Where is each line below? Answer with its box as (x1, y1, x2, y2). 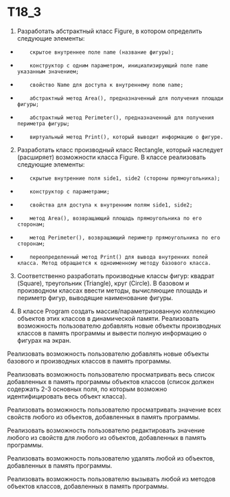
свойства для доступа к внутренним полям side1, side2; (30, 201, 193, 209)
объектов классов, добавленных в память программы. (7, 482, 170, 490)
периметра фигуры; (16, 120, 70, 127)
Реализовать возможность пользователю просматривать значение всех (7, 405, 222, 414)
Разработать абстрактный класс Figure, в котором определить (16, 27, 203, 35)
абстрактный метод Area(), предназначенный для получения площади (30, 94, 224, 102)
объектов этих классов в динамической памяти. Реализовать (16, 314, 199, 322)
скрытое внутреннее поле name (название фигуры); (30, 49, 174, 56)
